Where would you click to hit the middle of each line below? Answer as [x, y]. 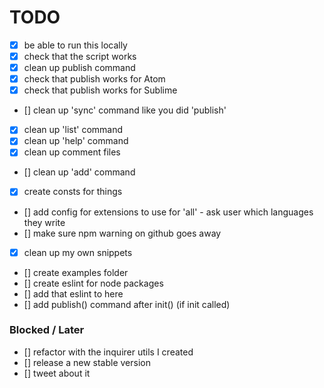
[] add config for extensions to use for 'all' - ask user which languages [168, 212]
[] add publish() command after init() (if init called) [127, 304]
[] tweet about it [57, 373]
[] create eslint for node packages [93, 283]
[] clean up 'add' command [79, 172]
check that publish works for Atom [94, 79]
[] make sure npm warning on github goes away [122, 233]
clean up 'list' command [73, 130]
